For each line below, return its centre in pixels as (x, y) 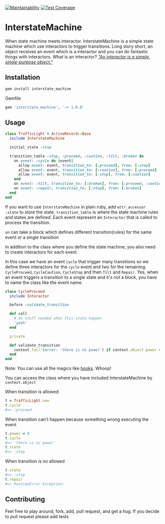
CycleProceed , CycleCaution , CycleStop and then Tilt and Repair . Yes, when (82, 272)
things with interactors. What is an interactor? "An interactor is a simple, (78, 57)
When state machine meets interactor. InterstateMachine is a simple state (79, 41)
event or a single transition (32, 237)
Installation (23, 77)
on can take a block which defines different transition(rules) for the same (79, 232)
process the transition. (28, 222)
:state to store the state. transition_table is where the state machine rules (82, 212)
